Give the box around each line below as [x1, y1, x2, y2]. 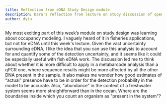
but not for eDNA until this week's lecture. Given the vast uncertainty [5, 41, 146, 47]
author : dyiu [5, 16, 32, 21]
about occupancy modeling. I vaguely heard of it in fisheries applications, [5, 35, 156, 41]
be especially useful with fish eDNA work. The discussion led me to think [5, 56, 155, 62]
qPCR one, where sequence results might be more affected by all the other [5, 67, 159, 73]
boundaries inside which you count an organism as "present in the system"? [5, 93, 162, 99]
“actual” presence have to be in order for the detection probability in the [5, 77, 153, 83]
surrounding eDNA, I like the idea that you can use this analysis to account [5, 46, 158, 52]
